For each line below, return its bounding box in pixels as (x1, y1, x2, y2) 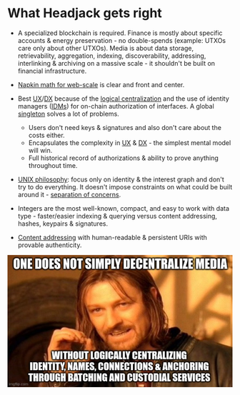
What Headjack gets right (7, 5, 162, 21)
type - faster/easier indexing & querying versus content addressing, (17, 211, 218, 220)
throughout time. (28, 161, 78, 169)
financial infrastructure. (17, 66, 87, 75)
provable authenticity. (17, 241, 82, 249)
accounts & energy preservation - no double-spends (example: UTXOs (17, 36, 226, 44)
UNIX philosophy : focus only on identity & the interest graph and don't (17, 175, 225, 184)
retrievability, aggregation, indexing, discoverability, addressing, (17, 51, 206, 60)
